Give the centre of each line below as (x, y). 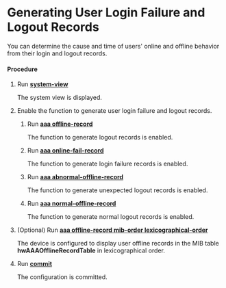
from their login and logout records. (57, 53)
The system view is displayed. (60, 98)
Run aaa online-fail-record (65, 150)
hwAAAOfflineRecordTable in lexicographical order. (91, 250)
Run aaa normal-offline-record (72, 204)
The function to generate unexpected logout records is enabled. (117, 190)
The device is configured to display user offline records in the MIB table (118, 244)
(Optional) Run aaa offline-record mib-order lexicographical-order (112, 230)
